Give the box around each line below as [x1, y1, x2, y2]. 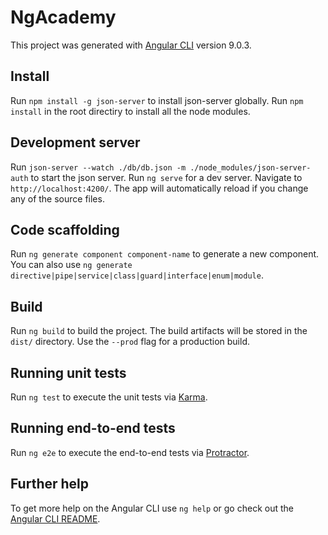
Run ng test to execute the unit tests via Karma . [10, 391, 208, 403]
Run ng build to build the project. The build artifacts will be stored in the [10, 325, 308, 337]
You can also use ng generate [10, 259, 133, 271]
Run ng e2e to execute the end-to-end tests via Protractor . [10, 446, 250, 458]
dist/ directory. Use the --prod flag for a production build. [10, 336, 250, 348]
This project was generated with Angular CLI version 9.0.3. [10, 39, 252, 51]
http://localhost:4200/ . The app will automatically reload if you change [10, 182, 309, 194]
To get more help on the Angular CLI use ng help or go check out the [10, 502, 294, 514]
